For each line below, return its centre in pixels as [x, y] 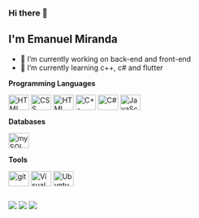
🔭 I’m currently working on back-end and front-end [106, 59]
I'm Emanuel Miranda [63, 39]
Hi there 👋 [28, 13]
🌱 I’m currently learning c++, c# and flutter [92, 68]
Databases [27, 121]
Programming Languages [52, 83]
